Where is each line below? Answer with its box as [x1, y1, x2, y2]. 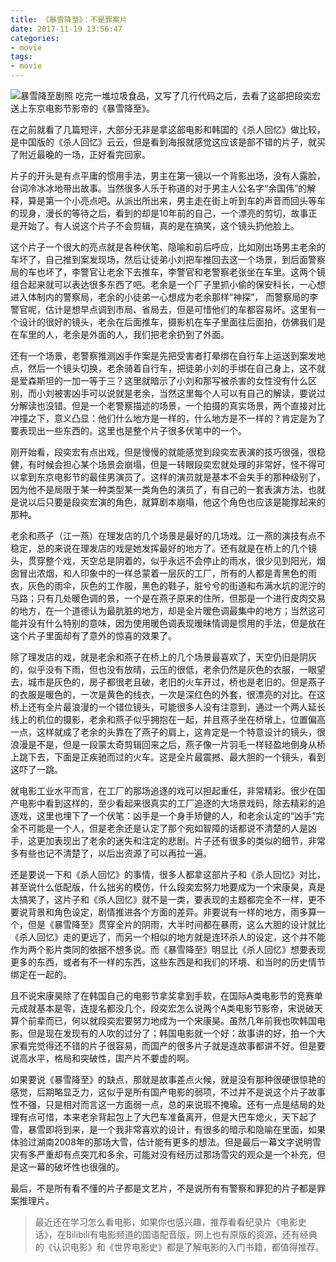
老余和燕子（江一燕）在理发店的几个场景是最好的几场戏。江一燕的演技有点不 [10, 530, 326, 541]
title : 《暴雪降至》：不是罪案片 [10, 14, 128, 25]
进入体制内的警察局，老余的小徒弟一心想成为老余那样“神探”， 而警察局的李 [10, 291, 319, 303]
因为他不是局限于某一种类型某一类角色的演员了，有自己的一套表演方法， [10, 484, 308, 495]
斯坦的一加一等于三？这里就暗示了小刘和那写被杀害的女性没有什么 [36, 375, 308, 386]
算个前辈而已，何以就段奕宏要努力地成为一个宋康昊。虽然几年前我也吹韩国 [10, 1015, 317, 1026]
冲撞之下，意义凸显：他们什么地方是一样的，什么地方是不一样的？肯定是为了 [10, 412, 326, 424]
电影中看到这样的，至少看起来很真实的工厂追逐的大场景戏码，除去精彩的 [18, 797, 317, 809]
